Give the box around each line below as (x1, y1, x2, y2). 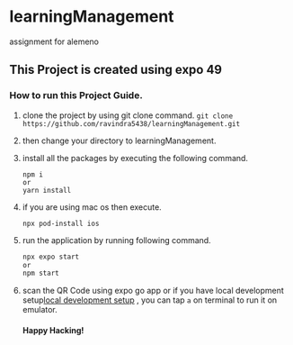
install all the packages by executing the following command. (22, 152, 249, 163)
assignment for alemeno (9, 36, 99, 47)
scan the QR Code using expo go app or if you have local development (22, 286, 285, 296)
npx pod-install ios (22, 219, 100, 228)
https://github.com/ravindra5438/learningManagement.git (22, 119, 241, 128)
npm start (22, 268, 60, 278)
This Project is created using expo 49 (9, 62, 223, 77)
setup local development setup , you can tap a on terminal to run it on (22, 295, 278, 305)
